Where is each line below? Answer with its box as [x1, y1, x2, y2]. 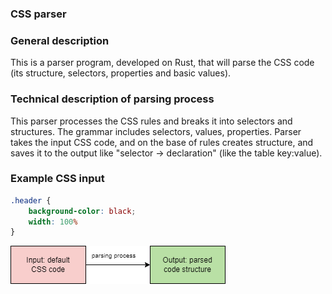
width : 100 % [28, 217, 78, 227]
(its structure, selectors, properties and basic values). [10, 67, 232, 79]
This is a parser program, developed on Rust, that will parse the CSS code [10, 57, 315, 69]
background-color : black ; [28, 206, 137, 216]
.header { [10, 195, 52, 206]
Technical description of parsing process [10, 92, 215, 106]
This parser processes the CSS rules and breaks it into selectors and [10, 115, 293, 127]
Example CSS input [10, 172, 105, 186]
